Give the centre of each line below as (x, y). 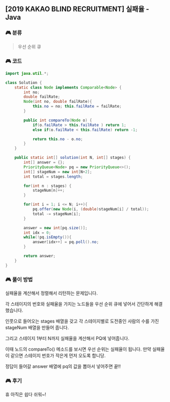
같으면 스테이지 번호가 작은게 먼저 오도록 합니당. (58, 356)
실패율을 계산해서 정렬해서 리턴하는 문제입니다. (52, 293)
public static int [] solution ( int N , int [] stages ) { (73, 158)
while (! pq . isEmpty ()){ (48, 237)
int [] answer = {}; (44, 163)
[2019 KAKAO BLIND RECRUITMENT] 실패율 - (77, 9)
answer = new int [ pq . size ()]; (55, 228)
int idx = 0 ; (37, 233)
